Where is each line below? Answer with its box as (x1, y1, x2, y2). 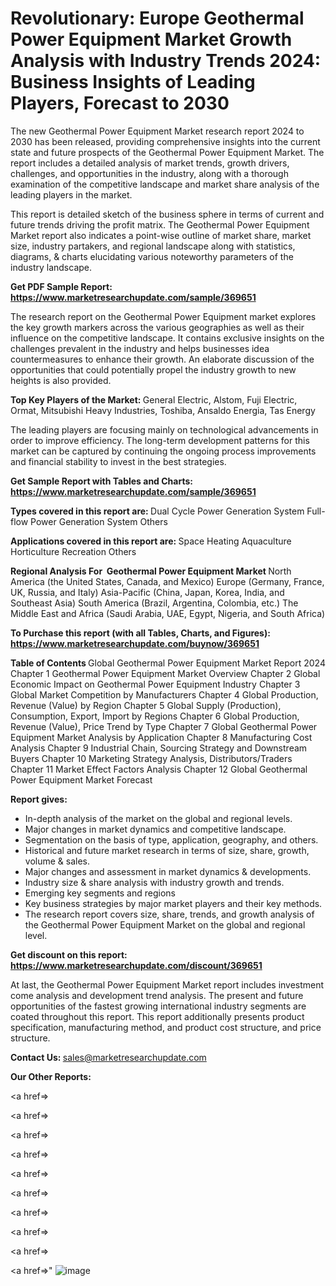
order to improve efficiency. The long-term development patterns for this (10, 434, 310, 446)
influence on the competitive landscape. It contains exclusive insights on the (10, 332, 325, 344)
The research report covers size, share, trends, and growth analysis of (24, 908, 315, 920)
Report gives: (10, 793, 68, 805)
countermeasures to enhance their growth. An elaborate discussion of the (10, 353, 315, 365)
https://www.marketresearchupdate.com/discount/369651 (10, 959, 263, 971)
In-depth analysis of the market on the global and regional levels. (24, 812, 293, 824)
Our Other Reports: (10, 1070, 92, 1082)
